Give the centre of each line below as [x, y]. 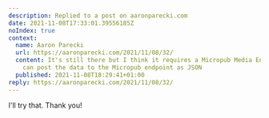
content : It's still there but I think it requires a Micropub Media [134, 61]
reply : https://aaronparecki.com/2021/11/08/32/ [91, 82]
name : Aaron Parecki [50, 45]
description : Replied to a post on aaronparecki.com [98, 16]
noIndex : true [32, 30]
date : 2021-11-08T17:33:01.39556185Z [71, 23]
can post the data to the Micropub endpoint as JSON [112, 68]
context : [23, 38]
